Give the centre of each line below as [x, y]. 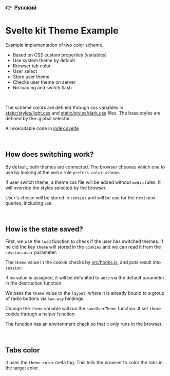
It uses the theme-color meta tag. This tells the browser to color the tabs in [84, 363]
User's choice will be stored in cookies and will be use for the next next [80, 198]
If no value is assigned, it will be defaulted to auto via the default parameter [85, 278]
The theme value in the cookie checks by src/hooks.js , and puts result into [83, 262]
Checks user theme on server [44, 82]
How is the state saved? [44, 229]
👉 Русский [21, 7]
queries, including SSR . [29, 203]
